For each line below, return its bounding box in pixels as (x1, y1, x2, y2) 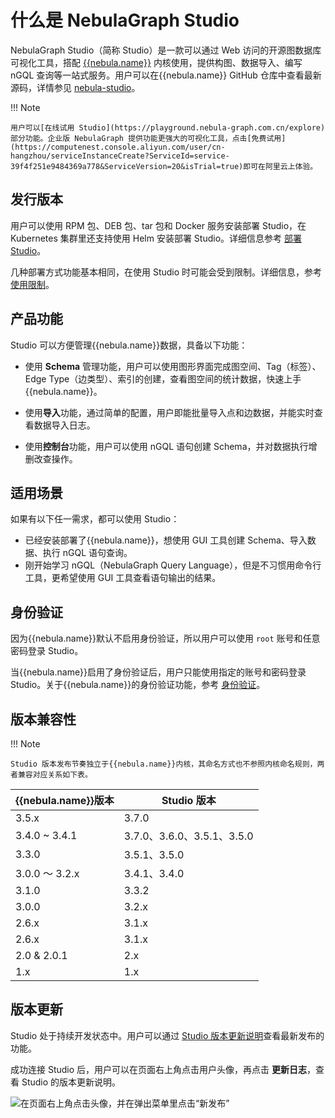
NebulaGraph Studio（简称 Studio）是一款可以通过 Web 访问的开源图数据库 (10, 44, 322, 56)
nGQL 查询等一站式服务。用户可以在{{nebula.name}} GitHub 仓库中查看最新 (10, 69, 322, 81)
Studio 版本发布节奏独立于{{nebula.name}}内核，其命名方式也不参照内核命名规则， (10, 759, 318, 769)
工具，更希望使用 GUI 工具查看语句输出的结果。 (24, 572, 222, 584)
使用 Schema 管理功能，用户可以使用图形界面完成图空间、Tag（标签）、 (24, 360, 322, 372)
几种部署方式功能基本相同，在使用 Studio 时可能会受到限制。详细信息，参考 (10, 266, 323, 278)
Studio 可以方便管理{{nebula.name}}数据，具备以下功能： (10, 339, 248, 351)
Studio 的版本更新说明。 (21, 1076, 122, 1088)
